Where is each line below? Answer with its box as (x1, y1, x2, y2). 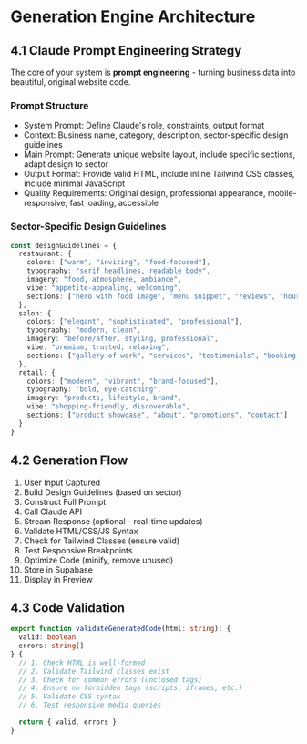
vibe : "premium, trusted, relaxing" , (26, 343, 170, 352)
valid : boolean (18, 633, 77, 642)
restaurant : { (18, 249, 72, 259)
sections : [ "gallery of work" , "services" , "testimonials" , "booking (26, 351, 297, 360)
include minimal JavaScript (23, 178, 126, 189)
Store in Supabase (23, 563, 94, 575)
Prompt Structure (10, 98, 89, 111)
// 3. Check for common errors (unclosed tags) (18, 675, 203, 685)
